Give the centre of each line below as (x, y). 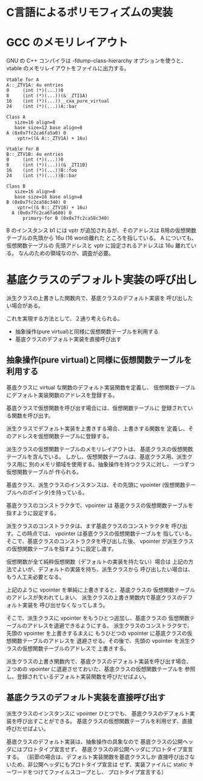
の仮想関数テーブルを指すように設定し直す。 (62, 548)
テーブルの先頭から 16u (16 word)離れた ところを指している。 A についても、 (101, 238)
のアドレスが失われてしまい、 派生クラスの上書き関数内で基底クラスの (95, 597)
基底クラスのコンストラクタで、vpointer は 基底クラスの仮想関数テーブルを (100, 505)
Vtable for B (23, 149)
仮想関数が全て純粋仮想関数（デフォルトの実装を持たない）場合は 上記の (97, 561)
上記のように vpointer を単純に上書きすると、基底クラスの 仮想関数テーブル (101, 590)
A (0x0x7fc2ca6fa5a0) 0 (36, 133)
